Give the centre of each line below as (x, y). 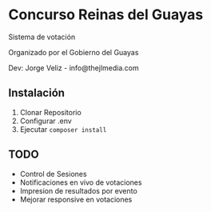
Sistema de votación (42, 37)
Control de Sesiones (53, 174)
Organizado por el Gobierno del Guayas (74, 52)
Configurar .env (46, 121)
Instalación (37, 93)
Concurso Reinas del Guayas (106, 15)
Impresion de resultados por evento (78, 190)
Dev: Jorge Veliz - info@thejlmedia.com (74, 68)
